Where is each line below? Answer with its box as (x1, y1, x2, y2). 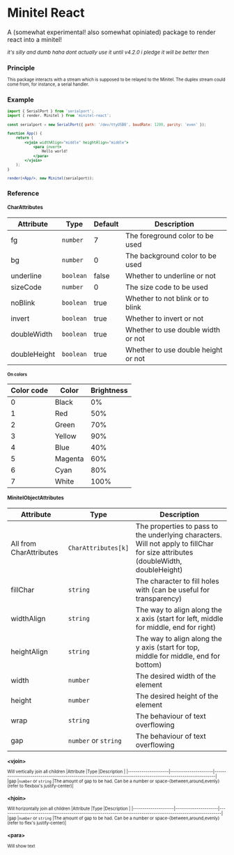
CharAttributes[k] (68, 544, 130, 552)
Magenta (54, 454, 84, 463)
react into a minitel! (7, 35, 63, 43)
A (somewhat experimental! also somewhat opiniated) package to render (7, 28, 216, 36)
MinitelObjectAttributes (7, 494, 64, 501)
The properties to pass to (135, 521, 219, 531)
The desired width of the (135, 671, 216, 681)
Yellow (54, 431, 77, 440)
